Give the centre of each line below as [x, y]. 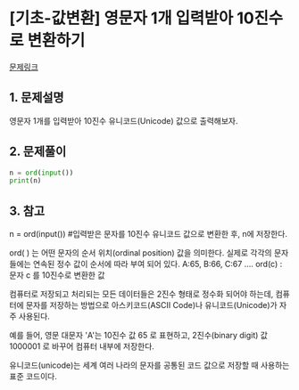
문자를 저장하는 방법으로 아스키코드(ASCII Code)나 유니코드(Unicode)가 [152, 305]
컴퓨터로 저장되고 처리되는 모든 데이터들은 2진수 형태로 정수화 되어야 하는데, [141, 294]
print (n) [25, 181]
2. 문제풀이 [38, 152]
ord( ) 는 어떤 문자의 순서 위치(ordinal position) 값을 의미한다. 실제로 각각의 [141, 253]
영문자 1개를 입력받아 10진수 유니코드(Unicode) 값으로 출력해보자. [124, 120]
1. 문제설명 [37, 97]
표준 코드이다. [33, 377]
